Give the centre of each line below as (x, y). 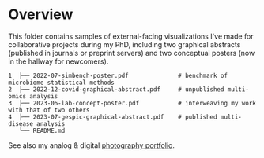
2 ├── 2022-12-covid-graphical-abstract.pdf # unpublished (116, 89)
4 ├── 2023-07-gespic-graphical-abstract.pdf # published (113, 117)
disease (21, 123)
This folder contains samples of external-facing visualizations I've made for (131, 36)
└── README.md (42, 130)
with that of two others (49, 110)
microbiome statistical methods (61, 83)
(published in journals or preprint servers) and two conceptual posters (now (132, 53)
